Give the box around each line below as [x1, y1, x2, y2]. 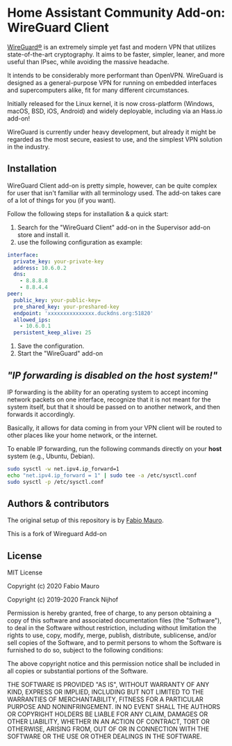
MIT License [7, 568, 43, 577]
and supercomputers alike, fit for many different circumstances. [7, 86, 190, 94]
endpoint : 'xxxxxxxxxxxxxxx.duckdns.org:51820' [13, 310, 154, 317]
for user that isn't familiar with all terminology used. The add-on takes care [7, 188, 221, 197]
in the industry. [7, 142, 50, 151]
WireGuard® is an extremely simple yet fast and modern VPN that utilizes [7, 43, 217, 51]
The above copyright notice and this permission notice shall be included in [7, 660, 220, 668]
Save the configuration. [17, 342, 85, 350]
